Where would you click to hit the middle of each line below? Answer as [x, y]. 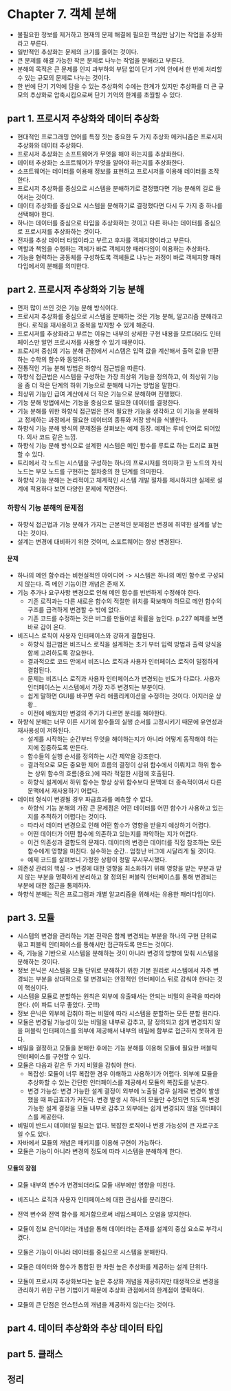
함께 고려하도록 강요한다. [60, 653]
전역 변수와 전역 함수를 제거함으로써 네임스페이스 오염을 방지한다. [104, 1215]
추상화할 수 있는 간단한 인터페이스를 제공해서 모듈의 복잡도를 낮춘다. [118, 1082]
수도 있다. [37, 1134]
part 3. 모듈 [31, 918]
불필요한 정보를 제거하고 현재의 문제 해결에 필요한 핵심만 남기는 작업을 [111, 34]
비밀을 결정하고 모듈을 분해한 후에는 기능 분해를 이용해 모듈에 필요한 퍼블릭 [117, 1048]
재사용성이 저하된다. [44, 731]
